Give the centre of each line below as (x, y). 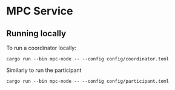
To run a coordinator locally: (41, 48)
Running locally (36, 34)
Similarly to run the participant (44, 70)
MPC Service (40, 11)
